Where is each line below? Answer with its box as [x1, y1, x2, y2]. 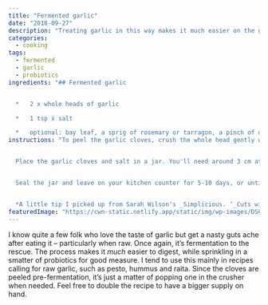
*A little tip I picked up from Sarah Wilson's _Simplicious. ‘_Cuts [15, 200, 251, 208]
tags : [8, 49, 26, 57]
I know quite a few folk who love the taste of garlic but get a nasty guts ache [8, 229, 259, 240]
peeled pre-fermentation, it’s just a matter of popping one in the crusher [8, 272, 245, 282]
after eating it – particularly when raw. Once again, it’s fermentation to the [8, 238, 250, 248]
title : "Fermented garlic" [8, 11, 98, 20]
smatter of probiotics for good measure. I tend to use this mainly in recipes [8, 255, 254, 264]
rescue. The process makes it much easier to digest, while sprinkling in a [8, 247, 248, 256]
